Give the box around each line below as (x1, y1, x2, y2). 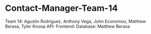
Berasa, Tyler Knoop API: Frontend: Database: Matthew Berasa (5, 23, 130, 29)
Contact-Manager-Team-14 (5, 3, 118, 14)
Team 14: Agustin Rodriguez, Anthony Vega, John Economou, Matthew (5, 18, 146, 24)
